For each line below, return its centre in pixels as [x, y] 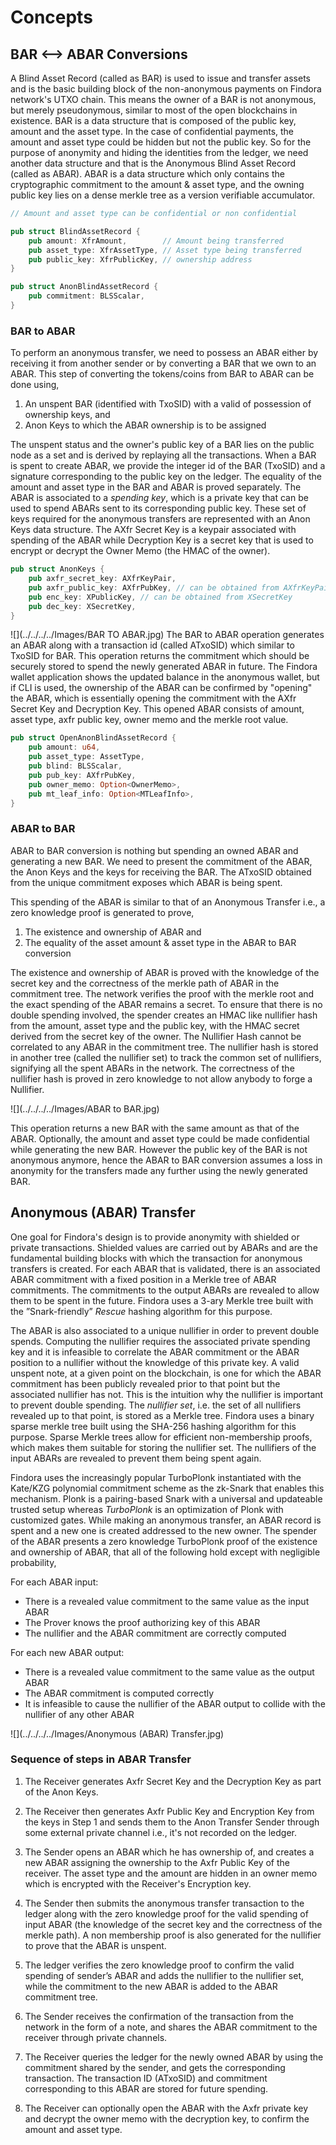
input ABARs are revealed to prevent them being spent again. [136, 1458]
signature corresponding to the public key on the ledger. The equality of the [166, 477]
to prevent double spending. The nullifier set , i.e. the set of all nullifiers [156, 1405]
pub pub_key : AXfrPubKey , [82, 775]
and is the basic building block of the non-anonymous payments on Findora [166, 89]
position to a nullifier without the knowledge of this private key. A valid [155, 1362]
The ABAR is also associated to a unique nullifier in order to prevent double [165, 1330]
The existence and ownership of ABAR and [113, 932]
